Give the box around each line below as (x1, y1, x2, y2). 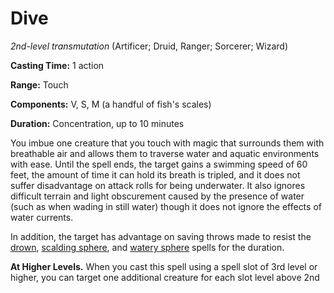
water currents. (10, 211, 74, 223)
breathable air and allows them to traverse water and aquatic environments (10, 147, 320, 159)
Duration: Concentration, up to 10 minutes (10, 117, 185, 129)
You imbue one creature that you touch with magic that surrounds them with (10, 137, 325, 149)
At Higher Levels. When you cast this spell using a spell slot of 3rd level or (10, 260, 318, 272)
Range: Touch (10, 78, 69, 91)
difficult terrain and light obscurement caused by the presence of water (10, 190, 305, 202)
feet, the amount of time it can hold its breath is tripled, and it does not (10, 168, 301, 181)
